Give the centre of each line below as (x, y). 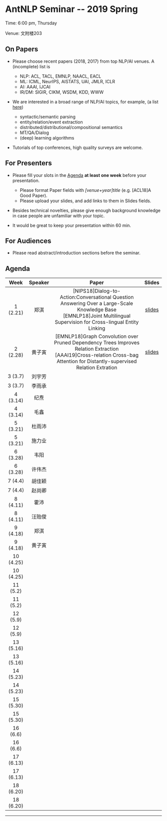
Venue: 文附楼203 (24, 33)
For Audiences (28, 241)
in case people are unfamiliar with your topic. (58, 216)
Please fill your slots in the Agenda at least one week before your (79, 175)
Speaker (39, 282)
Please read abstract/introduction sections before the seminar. (76, 253)
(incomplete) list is (31, 66)
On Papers (22, 49)
